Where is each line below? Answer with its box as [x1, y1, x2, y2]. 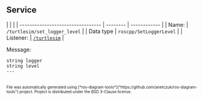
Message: [6, 46, 32, 53]
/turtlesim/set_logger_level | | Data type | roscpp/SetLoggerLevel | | [6, 27, 183, 35]
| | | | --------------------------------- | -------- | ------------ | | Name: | [6, 21, 188, 28]
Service [6, 5, 37, 15]
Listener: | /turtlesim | [6, 34, 64, 41]
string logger [6, 57, 43, 63]
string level [6, 63, 40, 69]
